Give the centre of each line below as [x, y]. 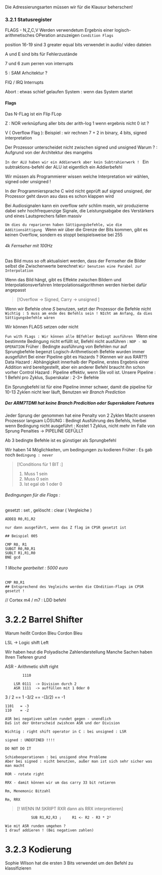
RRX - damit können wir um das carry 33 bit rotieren [60, 783]
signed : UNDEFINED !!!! [30, 740]
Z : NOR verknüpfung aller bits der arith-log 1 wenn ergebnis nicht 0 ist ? [77, 123]
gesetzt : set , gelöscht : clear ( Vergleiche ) [48, 510]
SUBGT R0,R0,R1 [20, 549]
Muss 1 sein [36, 474]
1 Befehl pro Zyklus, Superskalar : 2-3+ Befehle [52, 377]
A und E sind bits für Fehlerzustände [41, 54]
